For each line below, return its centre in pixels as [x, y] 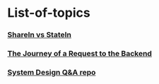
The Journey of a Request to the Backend [79, 54]
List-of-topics [49, 13]
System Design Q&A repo [52, 72]
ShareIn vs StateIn [40, 35]
